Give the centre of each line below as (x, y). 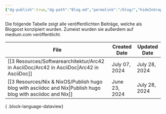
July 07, (121, 64)
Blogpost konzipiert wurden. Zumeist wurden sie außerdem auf (69, 29)
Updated (148, 47)
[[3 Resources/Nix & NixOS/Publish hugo (55, 81)
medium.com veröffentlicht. (33, 34)
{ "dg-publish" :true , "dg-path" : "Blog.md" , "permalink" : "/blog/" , (72, 10)
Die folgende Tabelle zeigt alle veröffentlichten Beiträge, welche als (74, 24)
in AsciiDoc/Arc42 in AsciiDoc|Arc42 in (53, 67)
